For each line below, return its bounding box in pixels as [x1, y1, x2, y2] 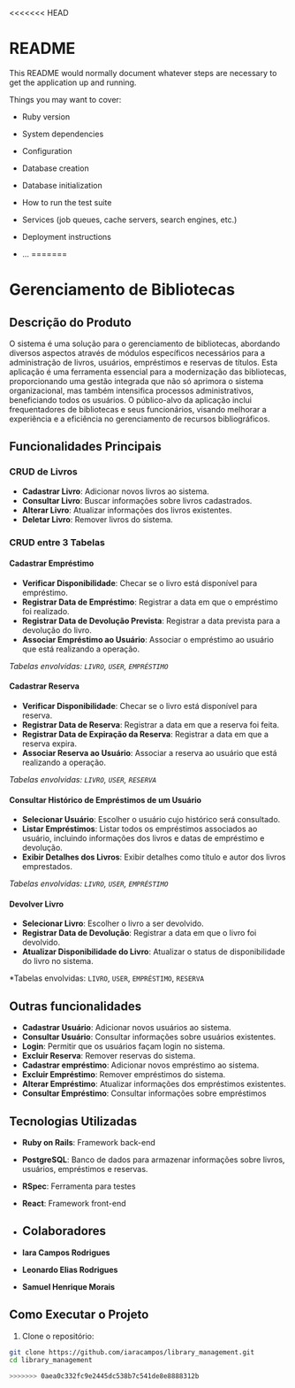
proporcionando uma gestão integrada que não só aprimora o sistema [9, 375, 264, 386]
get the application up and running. [9, 77, 137, 88]
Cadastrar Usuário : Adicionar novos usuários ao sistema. [21, 1022, 231, 1033]
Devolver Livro [9, 898, 64, 909]
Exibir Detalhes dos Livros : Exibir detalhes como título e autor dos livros [21, 852, 286, 862]
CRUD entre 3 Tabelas [9, 536, 106, 548]
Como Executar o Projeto [9, 1307, 149, 1322]
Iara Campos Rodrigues [21, 1247, 110, 1258]
